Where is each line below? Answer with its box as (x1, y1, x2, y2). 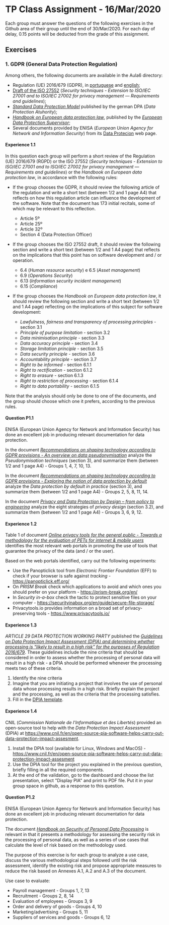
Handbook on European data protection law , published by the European (12, 114, 162, 120)
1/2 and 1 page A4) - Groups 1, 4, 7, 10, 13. (5, 463, 92, 469)
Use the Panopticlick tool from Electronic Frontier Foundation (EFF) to (12, 567, 157, 573)
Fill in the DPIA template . (12, 697, 64, 703)
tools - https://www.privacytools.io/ (36, 610, 110, 616)
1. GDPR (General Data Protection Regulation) (5, 61, 118, 68)
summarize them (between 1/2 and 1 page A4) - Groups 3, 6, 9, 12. (5, 509, 143, 515)
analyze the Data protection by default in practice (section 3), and (5, 483, 142, 490)
